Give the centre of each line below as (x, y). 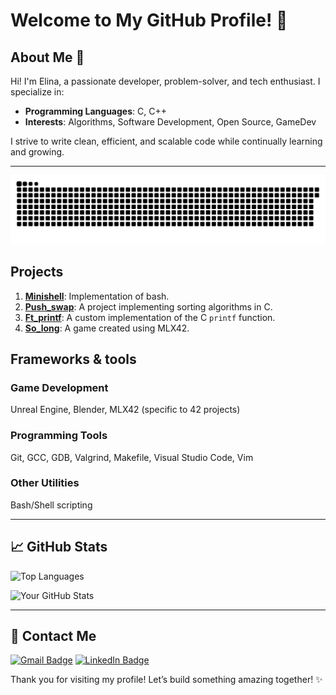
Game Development (59, 387)
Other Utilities (45, 483)
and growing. (37, 152)
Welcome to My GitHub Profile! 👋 (149, 20)
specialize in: (37, 92)
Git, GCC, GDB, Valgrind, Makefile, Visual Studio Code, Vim (132, 457)
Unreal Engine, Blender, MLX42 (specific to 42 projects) (125, 410)
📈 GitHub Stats (59, 547)
